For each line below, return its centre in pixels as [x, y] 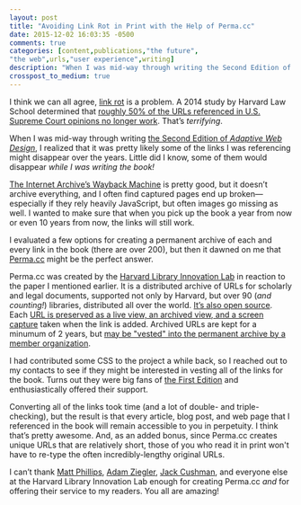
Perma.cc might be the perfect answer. [82, 259]
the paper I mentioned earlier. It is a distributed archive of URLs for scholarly [150, 286]
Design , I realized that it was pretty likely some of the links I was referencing [150, 147]
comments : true [38, 43]
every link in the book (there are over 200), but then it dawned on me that [145, 249]
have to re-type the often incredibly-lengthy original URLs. [117, 454]
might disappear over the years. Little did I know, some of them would [138, 157]
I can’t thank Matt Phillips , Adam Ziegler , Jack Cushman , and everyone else [149, 472]
